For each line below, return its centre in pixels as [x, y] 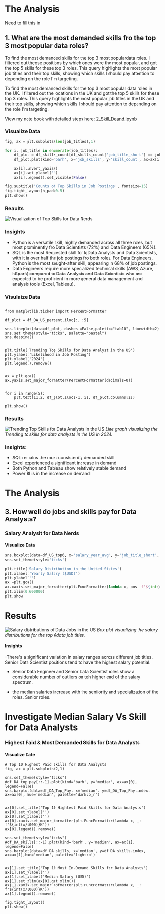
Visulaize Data [23, 297]
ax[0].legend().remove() [30, 829]
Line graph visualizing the [132, 429]
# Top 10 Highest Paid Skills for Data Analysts [56, 765]
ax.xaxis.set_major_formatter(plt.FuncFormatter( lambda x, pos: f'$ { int [81, 587]
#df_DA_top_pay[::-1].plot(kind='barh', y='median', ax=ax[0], [71, 782]
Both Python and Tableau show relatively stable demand [69, 468]
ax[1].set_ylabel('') [27, 872]
